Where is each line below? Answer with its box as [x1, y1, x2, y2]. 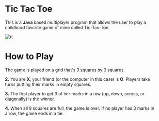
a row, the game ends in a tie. [5, 110, 64, 116]
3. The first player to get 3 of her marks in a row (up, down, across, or [5, 91, 144, 96]
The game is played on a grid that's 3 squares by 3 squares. [5, 67, 125, 73]
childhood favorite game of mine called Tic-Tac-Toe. [5, 24, 110, 30]
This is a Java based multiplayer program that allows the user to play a [5, 19, 146, 25]
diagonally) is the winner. [5, 96, 55, 102]
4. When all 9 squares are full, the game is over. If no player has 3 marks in [5, 105, 155, 111]
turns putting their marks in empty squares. [5, 81, 92, 87]
